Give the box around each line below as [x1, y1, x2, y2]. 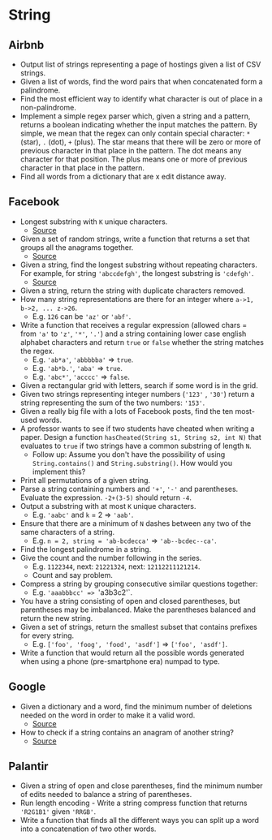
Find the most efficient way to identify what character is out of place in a [19, 94, 263, 103]
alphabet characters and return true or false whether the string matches [19, 337, 264, 347]
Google [8, 680, 46, 694]
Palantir [8, 760, 49, 773]
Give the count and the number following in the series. [19, 553, 202, 562]
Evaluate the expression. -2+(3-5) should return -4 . [19, 493, 192, 502]
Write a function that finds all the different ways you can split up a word [19, 816, 260, 825]
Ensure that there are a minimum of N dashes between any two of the [19, 518, 252, 528]
